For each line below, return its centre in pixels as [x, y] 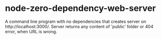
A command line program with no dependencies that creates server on [76, 21]
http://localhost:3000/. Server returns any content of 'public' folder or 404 [79, 26]
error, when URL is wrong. [31, 31]
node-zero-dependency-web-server [80, 8]
